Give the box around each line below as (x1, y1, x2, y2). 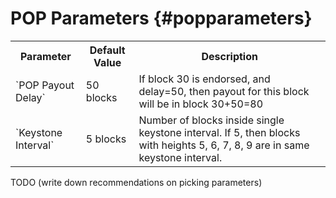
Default (89, 43, 126, 57)
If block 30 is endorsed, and (138, 72, 271, 86)
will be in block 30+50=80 (138, 97, 264, 111)
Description (201, 49, 258, 63)
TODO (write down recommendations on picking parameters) (10, 176, 263, 188)
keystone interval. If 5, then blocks (138, 125, 301, 139)
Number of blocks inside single (138, 113, 285, 127)
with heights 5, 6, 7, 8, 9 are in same (138, 138, 310, 152)
